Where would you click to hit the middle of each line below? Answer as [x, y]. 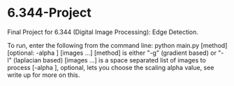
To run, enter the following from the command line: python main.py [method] [117, 45]
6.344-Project [50, 13]
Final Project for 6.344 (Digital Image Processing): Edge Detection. [103, 32]
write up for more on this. [44, 75]
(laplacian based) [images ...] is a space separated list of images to [109, 60]
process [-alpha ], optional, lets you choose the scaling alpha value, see [111, 67]
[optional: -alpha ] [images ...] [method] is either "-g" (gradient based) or [112, 53]
